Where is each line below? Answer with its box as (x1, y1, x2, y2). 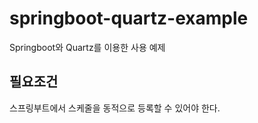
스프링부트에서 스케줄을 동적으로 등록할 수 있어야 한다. (9, 102, 221, 114)
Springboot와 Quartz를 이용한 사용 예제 (9, 41, 166, 53)
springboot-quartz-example (9, 7, 249, 30)
